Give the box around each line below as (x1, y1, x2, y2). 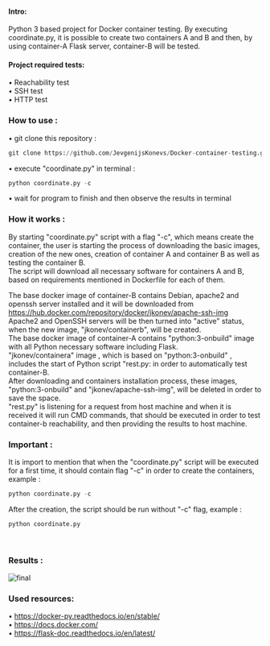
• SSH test (8, 86, 43, 96)
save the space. (8, 393, 61, 403)
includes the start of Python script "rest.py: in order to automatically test (8, 358, 247, 368)
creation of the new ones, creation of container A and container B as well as (8, 249, 260, 259)
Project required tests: (8, 60, 85, 69)
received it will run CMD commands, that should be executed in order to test (8, 410, 261, 420)
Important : (8, 439, 53, 450)
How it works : (8, 213, 66, 225)
